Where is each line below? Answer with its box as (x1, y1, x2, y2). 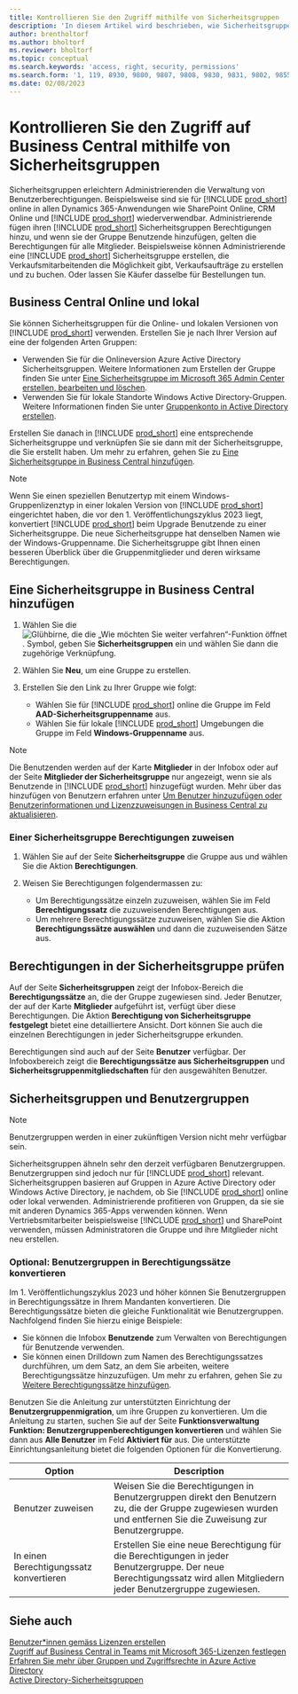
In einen (13, 1549, 47, 1562)
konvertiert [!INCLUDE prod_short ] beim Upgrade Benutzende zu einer (9, 519, 267, 529)
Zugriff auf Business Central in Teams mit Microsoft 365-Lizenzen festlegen (9, 1646, 286, 1657)
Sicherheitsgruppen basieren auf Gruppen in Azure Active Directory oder (9, 1177, 277, 1188)
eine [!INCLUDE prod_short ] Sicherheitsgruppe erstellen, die (9, 250, 230, 261)
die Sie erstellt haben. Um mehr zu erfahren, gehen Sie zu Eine (9, 447, 239, 458)
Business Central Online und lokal (9, 294, 200, 310)
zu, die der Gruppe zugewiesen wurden (114, 1502, 278, 1515)
